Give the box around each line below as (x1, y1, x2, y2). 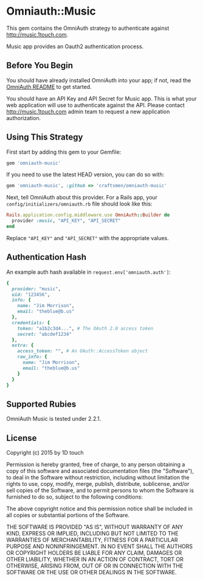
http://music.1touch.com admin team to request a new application (6, 108, 170, 115)
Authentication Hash (6, 252, 87, 263)
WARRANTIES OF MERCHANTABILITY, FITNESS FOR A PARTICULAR (6, 536, 178, 543)
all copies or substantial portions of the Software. (6, 511, 129, 519)
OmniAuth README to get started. (6, 83, 92, 90)
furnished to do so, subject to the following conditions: (6, 493, 143, 501)
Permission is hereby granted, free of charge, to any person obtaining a (6, 461, 185, 468)
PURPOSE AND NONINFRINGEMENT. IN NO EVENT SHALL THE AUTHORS (6, 543, 193, 550)
